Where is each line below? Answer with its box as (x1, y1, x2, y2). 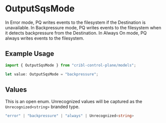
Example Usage (5, 50, 55, 58)
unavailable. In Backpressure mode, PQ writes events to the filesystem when (5, 24, 162, 30)
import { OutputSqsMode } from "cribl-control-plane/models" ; (5, 62, 136, 67)
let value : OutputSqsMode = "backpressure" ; (5, 71, 99, 77)
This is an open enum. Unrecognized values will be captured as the (5, 99, 143, 105)
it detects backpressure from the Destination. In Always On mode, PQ (5, 30, 147, 36)
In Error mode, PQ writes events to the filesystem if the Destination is (5, 19, 146, 25)
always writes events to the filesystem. (5, 35, 84, 41)
